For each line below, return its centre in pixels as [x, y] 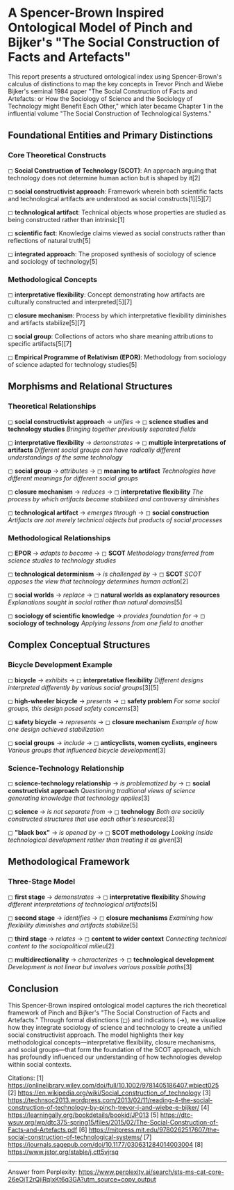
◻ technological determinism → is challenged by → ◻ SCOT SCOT [105, 574]
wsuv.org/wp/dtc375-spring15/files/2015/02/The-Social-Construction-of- [113, 1122]
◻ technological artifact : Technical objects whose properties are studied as [117, 212]
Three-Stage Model [42, 882]
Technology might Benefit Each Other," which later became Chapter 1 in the [116, 106]
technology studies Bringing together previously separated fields [102, 429]
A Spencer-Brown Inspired [86, 13]
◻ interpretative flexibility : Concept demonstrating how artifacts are [107, 295]
